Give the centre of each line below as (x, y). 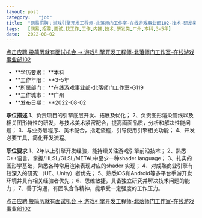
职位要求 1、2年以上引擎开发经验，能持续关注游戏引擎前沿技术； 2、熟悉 (96, 151)
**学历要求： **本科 (39, 72)
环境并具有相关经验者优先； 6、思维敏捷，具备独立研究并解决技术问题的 (96, 181)
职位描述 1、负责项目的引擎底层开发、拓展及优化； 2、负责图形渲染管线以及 (100, 116)
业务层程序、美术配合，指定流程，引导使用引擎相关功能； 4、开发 (114, 131)
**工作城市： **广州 (39, 95)
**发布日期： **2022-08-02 (50, 102)
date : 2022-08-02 (31, 34)
